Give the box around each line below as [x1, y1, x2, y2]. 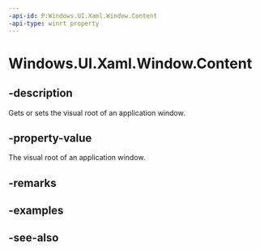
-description [8, 87, 73, 100]
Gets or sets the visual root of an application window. [8, 108, 185, 117]
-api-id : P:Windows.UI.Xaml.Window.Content [8, 11, 158, 20]
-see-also [8, 231, 59, 245]
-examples [8, 204, 64, 218]
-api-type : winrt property [8, 19, 100, 28]
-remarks [8, 176, 57, 190]
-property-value [8, 131, 92, 145]
